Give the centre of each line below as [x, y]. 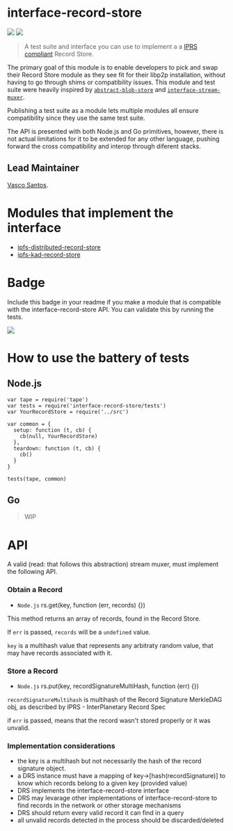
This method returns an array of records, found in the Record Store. [104, 619]
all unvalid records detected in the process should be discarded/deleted [120, 821]
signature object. [41, 768]
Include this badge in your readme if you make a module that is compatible [114, 302]
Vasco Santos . [28, 185]
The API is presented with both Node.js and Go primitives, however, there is [115, 131]
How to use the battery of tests [98, 358]
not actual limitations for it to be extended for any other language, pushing [114, 139]
